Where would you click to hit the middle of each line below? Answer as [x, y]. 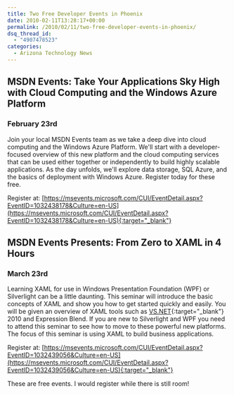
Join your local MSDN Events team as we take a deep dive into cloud [107, 139]
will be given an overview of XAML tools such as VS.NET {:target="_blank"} [116, 312]
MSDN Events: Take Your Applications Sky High [113, 82]
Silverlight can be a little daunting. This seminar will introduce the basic [110, 296]
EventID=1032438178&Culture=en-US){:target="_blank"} [90, 220]
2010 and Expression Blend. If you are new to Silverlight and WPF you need [116, 319]
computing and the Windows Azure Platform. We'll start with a [97, 147]
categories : [25, 47]
